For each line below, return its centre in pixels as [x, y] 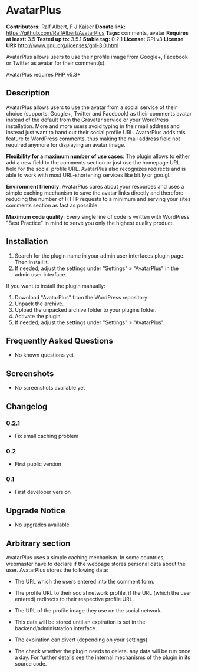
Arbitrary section [38, 543]
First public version [38, 464]
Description [28, 93]
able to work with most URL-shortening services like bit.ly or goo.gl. [88, 175]
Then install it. [32, 262]
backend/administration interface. [56, 628]
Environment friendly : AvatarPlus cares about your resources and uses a [95, 186]
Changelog [27, 406]
